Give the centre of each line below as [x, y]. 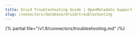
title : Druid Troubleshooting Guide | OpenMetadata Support [69, 10]
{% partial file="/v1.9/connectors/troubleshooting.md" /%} [65, 28]
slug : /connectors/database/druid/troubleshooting [59, 14]
